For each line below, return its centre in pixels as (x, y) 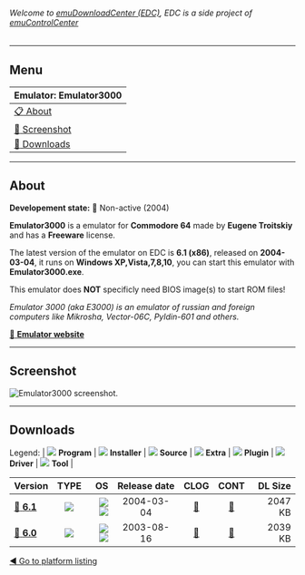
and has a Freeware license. (63, 235)
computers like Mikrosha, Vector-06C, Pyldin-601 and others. (124, 317)
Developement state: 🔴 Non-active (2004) (89, 208)
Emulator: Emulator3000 (68, 95)
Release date (146, 486)
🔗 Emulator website (47, 334)
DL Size (274, 486)
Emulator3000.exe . (47, 271)
